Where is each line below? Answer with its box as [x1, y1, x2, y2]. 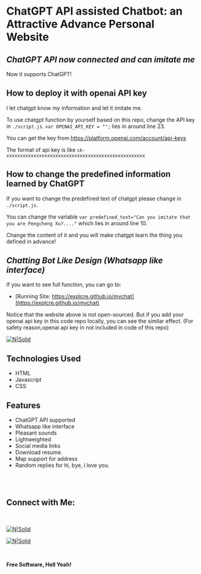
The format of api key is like [6, 146, 76, 153]
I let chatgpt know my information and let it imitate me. [6, 104, 143, 111]
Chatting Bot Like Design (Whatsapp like [6, 256, 163, 266]
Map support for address [15, 455, 78, 463]
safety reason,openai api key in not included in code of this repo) [6, 324, 169, 331]
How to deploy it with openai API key [6, 88, 148, 99]
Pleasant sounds [15, 429, 57, 436]
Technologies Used [6, 353, 81, 363]
